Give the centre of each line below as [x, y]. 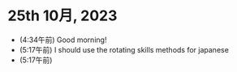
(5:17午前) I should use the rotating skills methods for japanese [124, 49]
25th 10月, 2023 [62, 16]
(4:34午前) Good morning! [63, 40]
